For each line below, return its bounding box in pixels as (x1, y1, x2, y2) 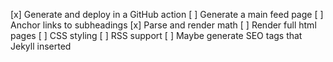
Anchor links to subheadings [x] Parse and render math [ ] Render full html (10, 19, 317, 31)
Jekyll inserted (10, 40, 72, 52)
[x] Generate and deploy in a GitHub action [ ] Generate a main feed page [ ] (10, 9, 324, 20)
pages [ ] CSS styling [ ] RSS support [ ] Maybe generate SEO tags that (10, 30, 303, 41)
